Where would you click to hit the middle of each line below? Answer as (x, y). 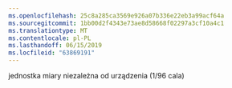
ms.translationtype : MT (48, 30)
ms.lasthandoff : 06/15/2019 (55, 46)
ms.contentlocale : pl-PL (50, 38)
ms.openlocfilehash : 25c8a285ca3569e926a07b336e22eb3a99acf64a (116, 16)
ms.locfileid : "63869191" (51, 53)
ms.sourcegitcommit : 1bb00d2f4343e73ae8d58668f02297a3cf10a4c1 (116, 23)
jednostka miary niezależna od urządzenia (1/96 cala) (96, 76)
